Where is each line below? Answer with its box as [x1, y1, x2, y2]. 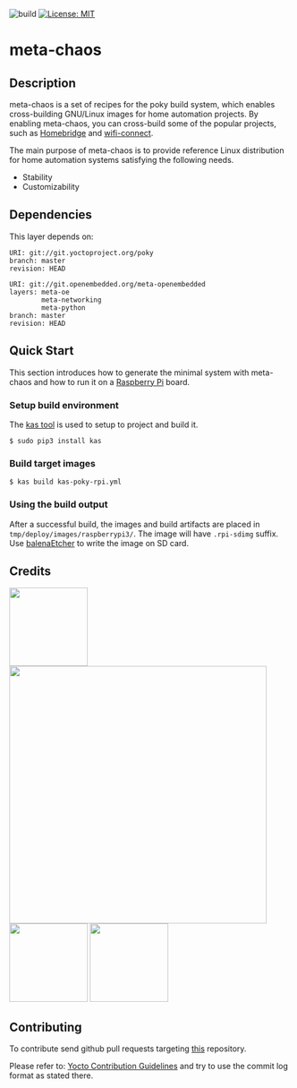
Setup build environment [9, 398, 119, 411]
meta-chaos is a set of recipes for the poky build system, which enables [9, 99, 276, 109]
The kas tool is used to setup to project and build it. [9, 419, 199, 430]
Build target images [9, 457, 96, 469]
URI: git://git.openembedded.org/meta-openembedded [9, 279, 206, 288]
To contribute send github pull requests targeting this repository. [9, 1043, 247, 1054]
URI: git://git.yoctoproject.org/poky [9, 248, 154, 257]
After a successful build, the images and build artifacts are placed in [9, 518, 260, 529]
